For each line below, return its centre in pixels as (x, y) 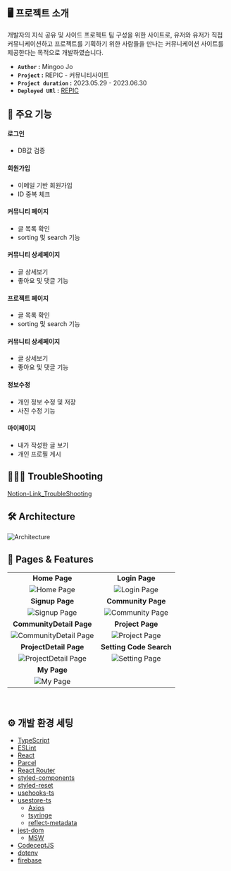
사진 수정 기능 (36, 410)
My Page (53, 670)
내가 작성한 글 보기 (43, 445)
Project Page (136, 624)
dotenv (28, 853)
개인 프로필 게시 (39, 454)
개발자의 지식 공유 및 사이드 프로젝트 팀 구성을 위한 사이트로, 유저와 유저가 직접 (115, 35)
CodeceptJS (36, 846)
